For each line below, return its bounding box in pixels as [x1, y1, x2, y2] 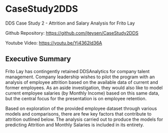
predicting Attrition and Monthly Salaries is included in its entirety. [5, 121, 144, 128]
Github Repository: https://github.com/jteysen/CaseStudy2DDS [5, 30, 139, 36]
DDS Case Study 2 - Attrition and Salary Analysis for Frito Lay [5, 20, 135, 26]
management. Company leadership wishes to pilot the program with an [5, 74, 155, 80]
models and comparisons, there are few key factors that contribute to [5, 110, 152, 117]
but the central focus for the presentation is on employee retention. [5, 95, 147, 101]
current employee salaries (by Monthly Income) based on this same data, [5, 90, 160, 96]
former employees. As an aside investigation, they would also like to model [5, 84, 163, 91]
